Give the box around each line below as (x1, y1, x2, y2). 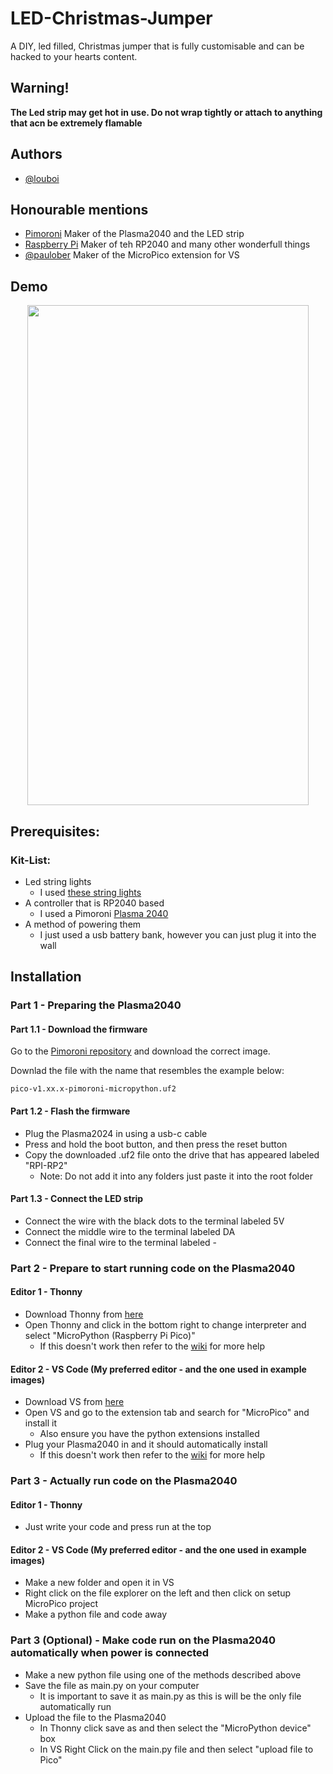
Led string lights (24, 875, 92, 887)
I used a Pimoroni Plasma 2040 (39, 907, 169, 919)
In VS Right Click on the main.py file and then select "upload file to (39, 1743, 314, 1755)
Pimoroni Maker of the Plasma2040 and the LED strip (24, 228, 245, 240)
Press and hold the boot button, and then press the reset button (24, 1138, 288, 1150)
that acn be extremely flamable (10, 117, 143, 129)
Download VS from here (24, 1396, 125, 1408)
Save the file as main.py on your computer (24, 1679, 200, 1691)
